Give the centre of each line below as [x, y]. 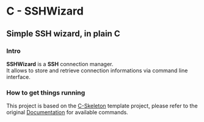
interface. [18, 76]
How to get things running [46, 92]
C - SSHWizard [45, 11]
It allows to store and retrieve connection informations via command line [97, 70]
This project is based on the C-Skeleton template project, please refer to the [102, 106]
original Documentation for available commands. [67, 112]
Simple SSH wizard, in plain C [63, 34]
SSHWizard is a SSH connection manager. [60, 64]
